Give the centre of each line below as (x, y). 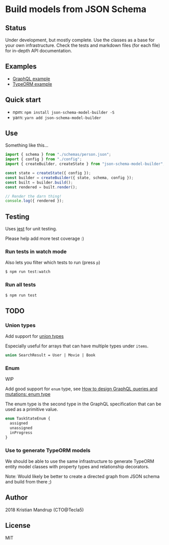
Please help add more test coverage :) (45, 238)
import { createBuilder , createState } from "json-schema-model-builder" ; (85, 164)
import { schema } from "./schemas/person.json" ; (58, 155)
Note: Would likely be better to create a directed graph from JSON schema (82, 476)
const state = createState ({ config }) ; (48, 173)
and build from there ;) (28, 482)
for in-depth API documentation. (38, 51)
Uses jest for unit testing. (31, 229)
